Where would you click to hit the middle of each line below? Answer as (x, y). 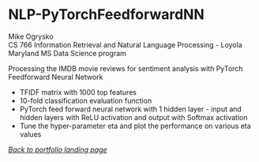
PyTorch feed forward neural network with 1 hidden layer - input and (131, 109)
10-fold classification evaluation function (86, 100)
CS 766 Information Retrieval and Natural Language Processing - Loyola (125, 44)
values (30, 134)
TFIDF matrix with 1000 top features (78, 92)
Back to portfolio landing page (58, 149)
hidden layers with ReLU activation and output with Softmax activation (133, 117)
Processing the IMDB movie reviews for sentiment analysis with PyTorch (126, 68)
